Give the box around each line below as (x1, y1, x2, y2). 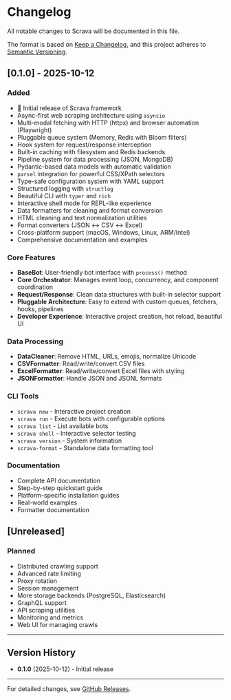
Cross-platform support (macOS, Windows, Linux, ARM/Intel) (16, 228, 190, 236)
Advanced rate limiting (16, 569, 81, 577)
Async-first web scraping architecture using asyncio (16, 111, 166, 119)
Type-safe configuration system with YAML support (16, 177, 164, 185)
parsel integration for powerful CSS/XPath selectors (16, 169, 165, 178)
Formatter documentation (16, 505, 89, 513)
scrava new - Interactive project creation (16, 407, 131, 415)
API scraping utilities (16, 606, 76, 614)
